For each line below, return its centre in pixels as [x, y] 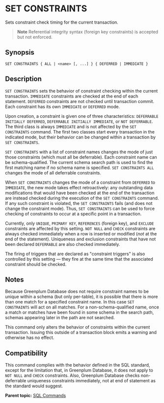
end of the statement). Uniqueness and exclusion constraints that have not [81, 239]
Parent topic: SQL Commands [36, 396]
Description [23, 79]
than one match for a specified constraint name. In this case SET [70, 302]
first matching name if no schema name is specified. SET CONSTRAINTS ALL [80, 168]
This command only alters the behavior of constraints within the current [78, 327]
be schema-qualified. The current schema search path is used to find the [79, 162]
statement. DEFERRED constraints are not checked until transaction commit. [80, 101]
